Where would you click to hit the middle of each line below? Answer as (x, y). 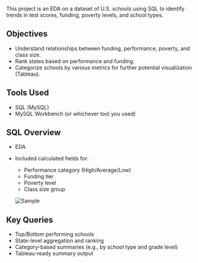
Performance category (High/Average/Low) (77, 170)
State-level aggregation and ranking (59, 241)
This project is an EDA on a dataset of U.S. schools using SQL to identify (95, 9)
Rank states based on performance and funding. (75, 61)
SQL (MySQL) (32, 107)
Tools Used (28, 93)
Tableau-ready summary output (54, 253)
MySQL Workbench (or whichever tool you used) (75, 113)
